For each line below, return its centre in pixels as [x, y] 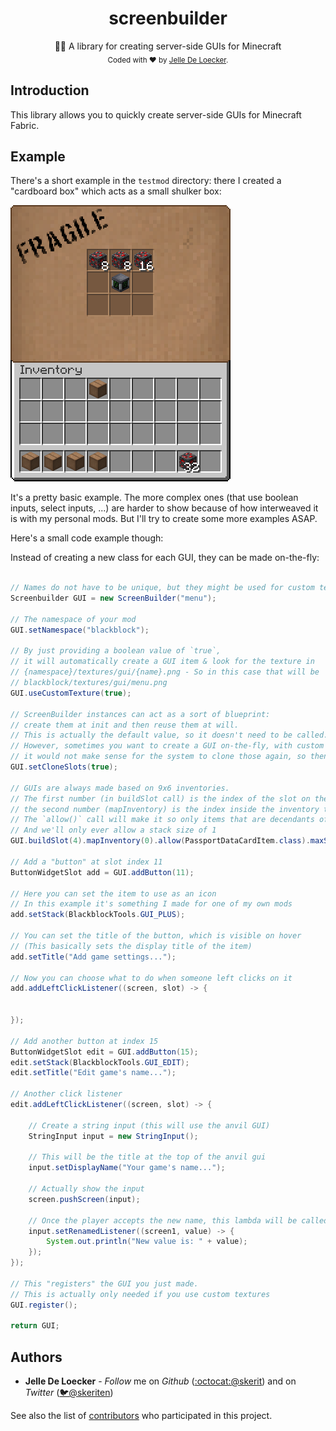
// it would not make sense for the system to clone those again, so [158, 757]
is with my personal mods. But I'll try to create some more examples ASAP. [164, 519]
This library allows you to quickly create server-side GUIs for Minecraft [156, 114]
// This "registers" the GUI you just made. [104, 1283]
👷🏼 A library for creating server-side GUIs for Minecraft [168, 46]
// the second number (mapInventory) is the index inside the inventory [165, 809]
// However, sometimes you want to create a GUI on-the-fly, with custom [167, 746]
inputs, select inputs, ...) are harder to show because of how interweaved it [164, 508]
